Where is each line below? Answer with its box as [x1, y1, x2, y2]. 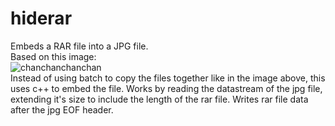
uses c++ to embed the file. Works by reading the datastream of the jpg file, [10, 82, 323, 94]
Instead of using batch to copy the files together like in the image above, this [10, 72, 326, 84]
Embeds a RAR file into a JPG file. [10, 40, 149, 52]
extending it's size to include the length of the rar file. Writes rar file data [10, 93, 309, 105]
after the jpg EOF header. [10, 103, 114, 116]
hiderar [10, 7, 73, 30]
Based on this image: [10, 50, 97, 62]
